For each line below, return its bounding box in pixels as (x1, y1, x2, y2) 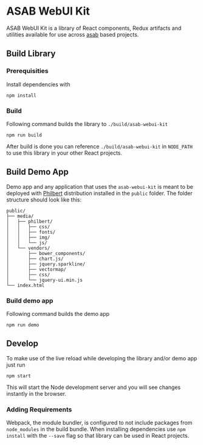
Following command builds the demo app (6, 310, 110, 318)
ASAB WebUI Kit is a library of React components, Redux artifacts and (6, 24, 182, 32)
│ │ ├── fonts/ (6, 229, 56, 235)
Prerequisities (6, 67, 49, 75)
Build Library (6, 49, 56, 59)
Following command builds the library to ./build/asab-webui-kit (6, 120, 168, 127)
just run (6, 361, 26, 368)
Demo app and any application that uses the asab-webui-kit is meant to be (6, 183, 193, 190)
